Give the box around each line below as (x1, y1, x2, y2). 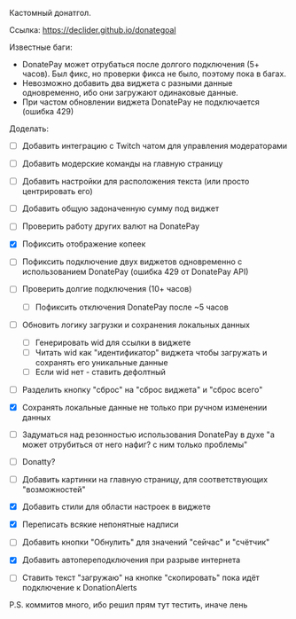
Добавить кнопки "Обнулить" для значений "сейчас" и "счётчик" (21, 537, 270, 548)
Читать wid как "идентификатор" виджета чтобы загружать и (35, 347, 268, 357)
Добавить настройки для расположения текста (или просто (21, 176, 250, 187)
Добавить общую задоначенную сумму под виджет (21, 203, 220, 214)
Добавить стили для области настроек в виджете (21, 501, 211, 513)
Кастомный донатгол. (9, 8, 91, 18)
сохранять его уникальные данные (35, 357, 168, 367)
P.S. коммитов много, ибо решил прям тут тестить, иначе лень (9, 599, 248, 610)
